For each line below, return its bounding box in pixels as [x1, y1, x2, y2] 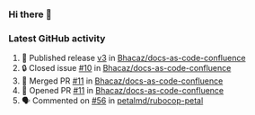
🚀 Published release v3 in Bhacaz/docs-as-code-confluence [21, 53, 246, 64]
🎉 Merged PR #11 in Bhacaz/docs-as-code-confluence [21, 75, 224, 86]
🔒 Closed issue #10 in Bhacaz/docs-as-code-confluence [21, 63, 232, 74]
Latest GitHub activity [8, 31, 106, 44]
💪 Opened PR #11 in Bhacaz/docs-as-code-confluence [21, 85, 224, 96]
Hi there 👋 [8, 8, 53, 21]
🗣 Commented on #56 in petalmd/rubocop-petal [21, 95, 204, 106]
